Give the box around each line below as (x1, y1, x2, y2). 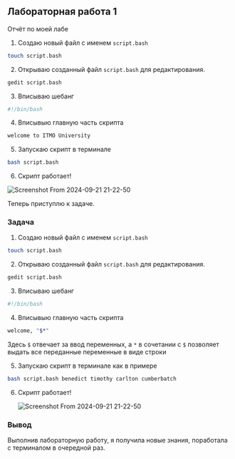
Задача (7, 217, 34, 227)
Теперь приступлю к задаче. (7, 200, 95, 208)
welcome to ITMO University (7, 132, 91, 140)
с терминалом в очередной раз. (7, 443, 105, 452)
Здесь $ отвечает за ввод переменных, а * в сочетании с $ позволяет (7, 340, 219, 349)
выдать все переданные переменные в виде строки (7, 347, 167, 356)
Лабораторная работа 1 (7, 6, 117, 18)
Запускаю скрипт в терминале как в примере (17, 361, 157, 370)
